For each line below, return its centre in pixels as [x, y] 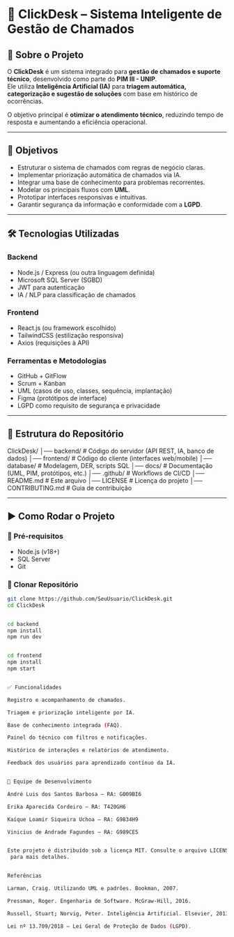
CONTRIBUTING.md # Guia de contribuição [70, 488]
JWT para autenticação [51, 287]
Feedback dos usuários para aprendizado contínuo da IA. [92, 763]
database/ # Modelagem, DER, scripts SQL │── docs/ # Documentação [110, 465]
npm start [22, 669]
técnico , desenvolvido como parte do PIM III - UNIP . [82, 79]
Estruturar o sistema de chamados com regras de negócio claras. [111, 167]
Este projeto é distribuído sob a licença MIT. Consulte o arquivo [107, 850]
